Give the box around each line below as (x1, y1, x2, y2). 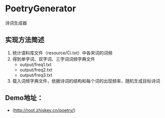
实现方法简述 (5, 36, 45, 44)
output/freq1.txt (19, 61, 52, 67)
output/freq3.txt (19, 72, 53, 78)
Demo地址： (5, 94, 44, 102)
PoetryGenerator (5, 3, 76, 14)
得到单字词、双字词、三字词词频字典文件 (12, 56, 95, 62)
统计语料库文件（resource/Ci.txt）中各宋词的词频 (12, 50, 113, 56)
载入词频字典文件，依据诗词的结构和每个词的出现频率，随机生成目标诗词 (12, 78, 160, 84)
